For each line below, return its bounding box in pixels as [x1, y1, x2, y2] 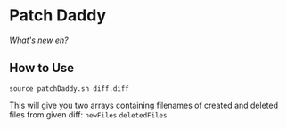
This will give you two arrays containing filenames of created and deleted [9, 100, 279, 110]
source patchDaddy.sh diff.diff [9, 84, 129, 93]
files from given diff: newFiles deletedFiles [9, 109, 168, 120]
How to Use [9, 60, 75, 76]
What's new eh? [9, 35, 69, 45]
